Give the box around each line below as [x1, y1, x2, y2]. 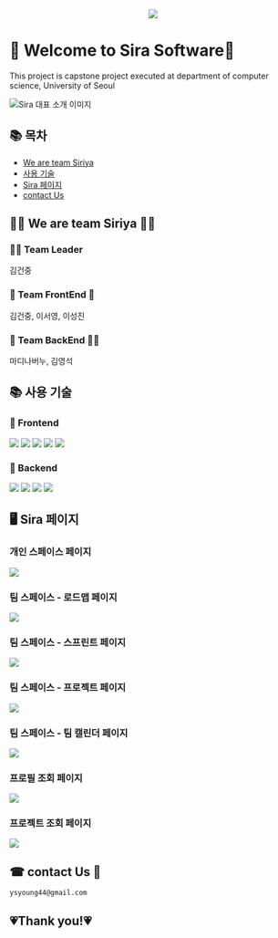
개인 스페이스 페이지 [9, 546, 92, 558]
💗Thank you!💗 [9, 912, 92, 929]
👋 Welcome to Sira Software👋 [9, 40, 235, 61]
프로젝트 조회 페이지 [9, 817, 92, 829]
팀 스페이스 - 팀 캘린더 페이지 [9, 726, 129, 739]
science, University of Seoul [9, 79, 116, 90]
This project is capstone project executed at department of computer [9, 70, 269, 81]
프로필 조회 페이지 [9, 771, 84, 784]
